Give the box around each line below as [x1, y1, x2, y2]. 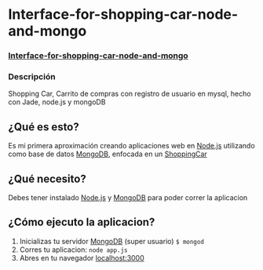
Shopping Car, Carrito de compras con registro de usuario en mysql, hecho [8, 89, 251, 99]
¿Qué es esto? [8, 120, 80, 133]
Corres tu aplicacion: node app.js [19, 245, 128, 254]
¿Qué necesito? [8, 172, 86, 185]
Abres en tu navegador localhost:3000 [19, 253, 145, 262]
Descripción [8, 71, 57, 82]
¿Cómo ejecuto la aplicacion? [8, 216, 155, 229]
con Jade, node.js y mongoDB [8, 97, 106, 107]
